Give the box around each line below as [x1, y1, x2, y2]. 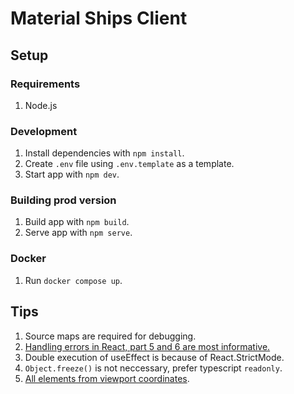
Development [10, 124, 78, 138]
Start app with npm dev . [24, 168, 120, 181]
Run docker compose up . [24, 274, 123, 286]
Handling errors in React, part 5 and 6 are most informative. [24, 340, 271, 352]
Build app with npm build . [24, 216, 130, 228]
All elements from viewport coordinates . [24, 372, 190, 384]
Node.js [24, 99, 58, 111]
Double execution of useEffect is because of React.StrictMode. [24, 351, 285, 363]
